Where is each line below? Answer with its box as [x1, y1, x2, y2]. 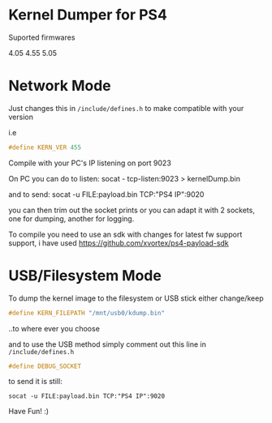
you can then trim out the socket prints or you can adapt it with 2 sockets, [8, 205, 256, 215]
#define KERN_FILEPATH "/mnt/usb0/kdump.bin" [8, 309, 165, 317]
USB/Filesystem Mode [8, 266, 162, 284]
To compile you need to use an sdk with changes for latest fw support [8, 229, 243, 239]
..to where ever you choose [8, 323, 100, 333]
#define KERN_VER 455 [8, 143, 82, 152]
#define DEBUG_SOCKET [8, 362, 82, 370]
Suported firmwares [8, 32, 76, 42]
